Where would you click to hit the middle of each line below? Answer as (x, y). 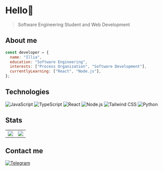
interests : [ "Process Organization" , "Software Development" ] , (78, 67)
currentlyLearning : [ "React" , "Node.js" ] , (56, 71)
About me (21, 41)
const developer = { (27, 52)
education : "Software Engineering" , (49, 62)
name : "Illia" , (26, 57)
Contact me (24, 151)
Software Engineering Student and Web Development (74, 25)
